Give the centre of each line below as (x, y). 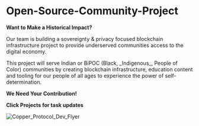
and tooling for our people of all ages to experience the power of (85, 75)
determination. (24, 82)
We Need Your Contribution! (41, 93)
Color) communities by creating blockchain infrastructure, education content (99, 69)
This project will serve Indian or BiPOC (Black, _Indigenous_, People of (92, 63)
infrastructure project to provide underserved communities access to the (95, 45)
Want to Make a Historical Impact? (49, 27)
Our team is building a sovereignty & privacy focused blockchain (85, 39)
